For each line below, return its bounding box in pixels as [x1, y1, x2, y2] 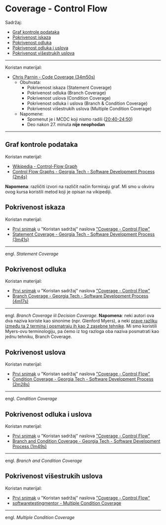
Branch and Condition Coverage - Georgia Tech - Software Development [12, 438, 161, 444]
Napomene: [19, 111, 43, 117]
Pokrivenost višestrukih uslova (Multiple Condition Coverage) [27, 105, 152, 112]
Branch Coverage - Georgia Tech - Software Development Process [12, 293, 149, 299]
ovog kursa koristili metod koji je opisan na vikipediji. [5, 189, 112, 195]
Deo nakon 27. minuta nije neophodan [27, 121, 105, 127]
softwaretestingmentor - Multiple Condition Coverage [12, 500, 122, 506]
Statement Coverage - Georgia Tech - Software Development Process [12, 231, 155, 237]
